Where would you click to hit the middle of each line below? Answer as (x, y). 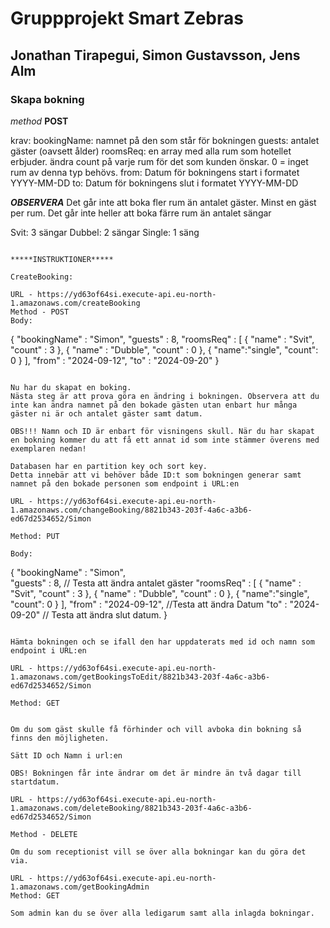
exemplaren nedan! (48, 448)
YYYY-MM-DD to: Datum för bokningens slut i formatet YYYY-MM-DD (154, 183)
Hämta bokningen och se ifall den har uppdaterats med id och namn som (162, 642)
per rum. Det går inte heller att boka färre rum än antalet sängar (141, 213)
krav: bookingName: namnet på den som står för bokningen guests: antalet (165, 140)
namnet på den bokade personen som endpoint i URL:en (125, 483)
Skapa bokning (47, 99)
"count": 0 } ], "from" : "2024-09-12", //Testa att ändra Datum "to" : (149, 604)
